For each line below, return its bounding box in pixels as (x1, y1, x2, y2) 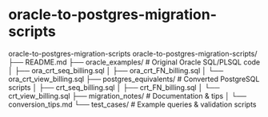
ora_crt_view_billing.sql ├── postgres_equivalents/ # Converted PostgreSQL (8, 74, 260, 84)
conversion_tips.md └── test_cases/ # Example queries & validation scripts (8, 99, 257, 109)
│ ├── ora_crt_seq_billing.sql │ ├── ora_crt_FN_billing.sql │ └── (8, 65, 224, 75)
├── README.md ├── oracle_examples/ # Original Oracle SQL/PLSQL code (8, 57, 261, 67)
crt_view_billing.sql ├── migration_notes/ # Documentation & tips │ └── (8, 91, 246, 100)
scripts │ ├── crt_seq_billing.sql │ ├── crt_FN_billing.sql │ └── (8, 82, 220, 92)
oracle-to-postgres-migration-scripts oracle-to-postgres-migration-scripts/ (8, 49, 258, 58)
